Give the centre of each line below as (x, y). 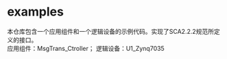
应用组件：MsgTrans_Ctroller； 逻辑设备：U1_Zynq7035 (86, 48)
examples (35, 12)
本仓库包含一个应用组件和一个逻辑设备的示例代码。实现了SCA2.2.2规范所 (111, 31)
